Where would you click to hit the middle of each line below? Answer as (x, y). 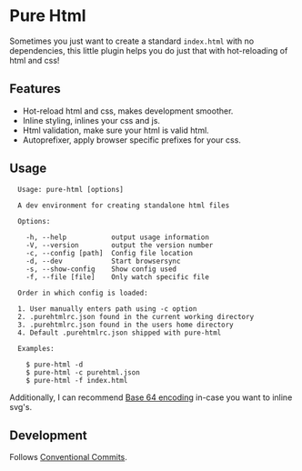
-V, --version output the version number (120, 245)
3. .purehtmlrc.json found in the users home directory (126, 325)
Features (35, 89)
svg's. (21, 406)
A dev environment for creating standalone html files (124, 205)
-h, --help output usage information (117, 237)
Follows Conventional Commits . (68, 457)
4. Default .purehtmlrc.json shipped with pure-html (120, 333)
